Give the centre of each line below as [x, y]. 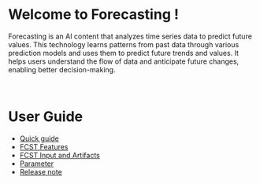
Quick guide [39, 138]
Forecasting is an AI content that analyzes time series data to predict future [130, 36]
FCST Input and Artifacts [59, 155]
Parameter [37, 164]
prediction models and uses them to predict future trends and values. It [123, 53]
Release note [41, 171]
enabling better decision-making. [62, 69]
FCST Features [44, 146]
